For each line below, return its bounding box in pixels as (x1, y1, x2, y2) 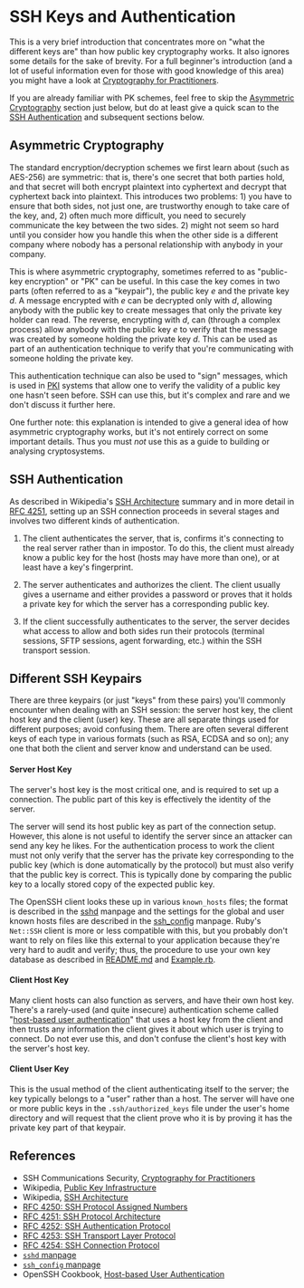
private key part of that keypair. (9, 1121, 127, 1133)
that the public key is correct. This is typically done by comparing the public (9, 869, 292, 879)
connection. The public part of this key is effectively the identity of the (9, 793, 271, 804)
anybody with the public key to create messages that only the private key (9, 304, 282, 315)
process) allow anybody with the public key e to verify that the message (9, 323, 278, 334)
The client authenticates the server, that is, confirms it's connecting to (22, 533, 284, 543)
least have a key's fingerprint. (22, 562, 134, 572)
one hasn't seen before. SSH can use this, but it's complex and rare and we (9, 389, 290, 400)
